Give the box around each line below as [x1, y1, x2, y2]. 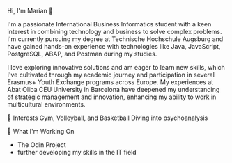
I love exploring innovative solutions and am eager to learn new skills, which [7, 63, 225, 71]
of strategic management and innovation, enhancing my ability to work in [7, 93, 217, 101]
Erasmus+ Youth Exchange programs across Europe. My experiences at [7, 78, 214, 86]
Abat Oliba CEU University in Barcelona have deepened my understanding [7, 86, 220, 93]
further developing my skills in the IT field [17, 148, 137, 156]
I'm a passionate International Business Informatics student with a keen [7, 20, 212, 28]
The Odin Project [17, 141, 66, 149]
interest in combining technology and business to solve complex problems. [7, 28, 222, 36]
